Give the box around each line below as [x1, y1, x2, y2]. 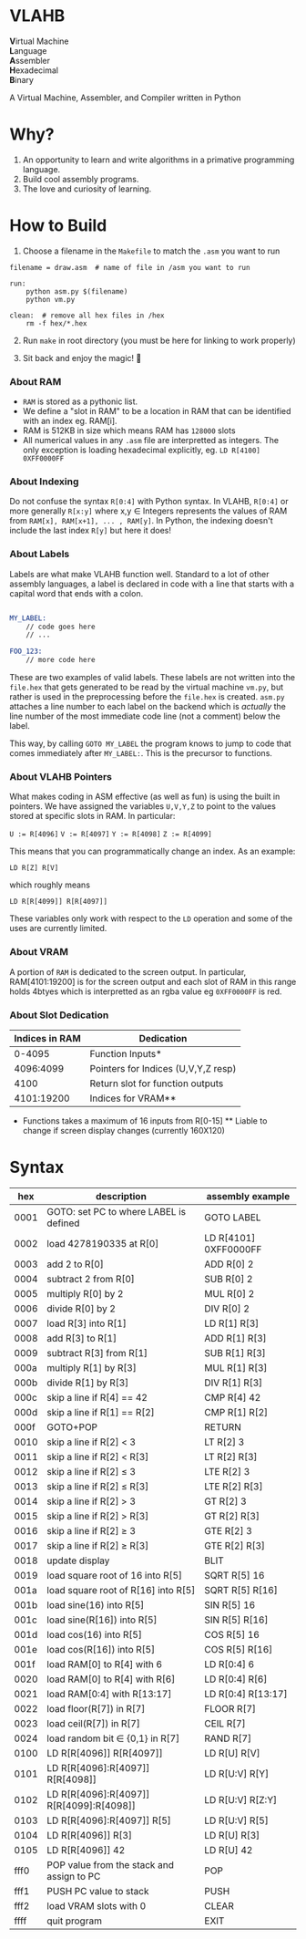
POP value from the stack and [46, 1858, 175, 1871]
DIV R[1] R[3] [204, 1376, 263, 1389]
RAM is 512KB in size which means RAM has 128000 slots [22, 425, 236, 436]
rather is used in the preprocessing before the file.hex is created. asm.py [9, 691, 285, 702]
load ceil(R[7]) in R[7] [46, 1716, 141, 1729]
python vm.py [25, 295, 76, 304]
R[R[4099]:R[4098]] [46, 1799, 137, 1811]
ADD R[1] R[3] [204, 1332, 267, 1344]
